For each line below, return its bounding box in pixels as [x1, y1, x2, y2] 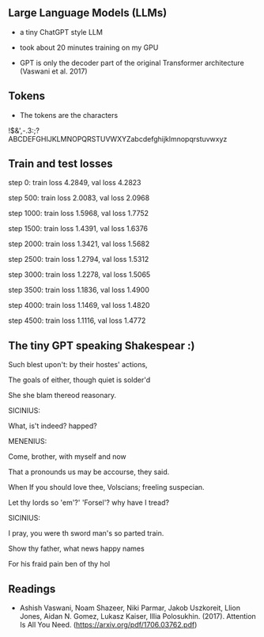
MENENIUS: [8, 437, 47, 446]
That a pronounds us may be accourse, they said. [8, 467, 170, 477]
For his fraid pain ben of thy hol [8, 559, 111, 569]
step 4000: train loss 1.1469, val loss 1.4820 [8, 301, 150, 310]
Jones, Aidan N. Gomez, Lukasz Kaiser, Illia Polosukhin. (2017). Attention [19, 612, 257, 621]
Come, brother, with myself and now [8, 452, 126, 461]
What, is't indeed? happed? [8, 421, 97, 430]
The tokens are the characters [19, 110, 119, 119]
